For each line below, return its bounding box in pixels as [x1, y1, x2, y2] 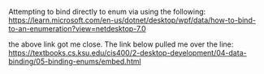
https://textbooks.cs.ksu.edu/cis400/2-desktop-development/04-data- [8, 48, 247, 57]
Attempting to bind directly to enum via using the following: [8, 7, 206, 16]
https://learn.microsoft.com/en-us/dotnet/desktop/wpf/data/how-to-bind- [8, 15, 256, 25]
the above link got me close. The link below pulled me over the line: [8, 39, 234, 49]
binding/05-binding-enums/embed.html [8, 56, 141, 66]
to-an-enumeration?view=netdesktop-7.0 [8, 24, 146, 33]
